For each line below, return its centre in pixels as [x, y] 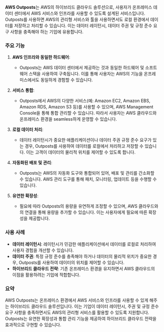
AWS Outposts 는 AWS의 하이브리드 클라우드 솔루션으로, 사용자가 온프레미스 [79, 7]
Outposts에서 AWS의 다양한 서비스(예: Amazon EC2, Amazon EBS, [85, 101]
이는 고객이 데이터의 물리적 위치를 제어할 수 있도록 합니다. [81, 152]
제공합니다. [39, 218]
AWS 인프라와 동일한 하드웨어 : [41, 57]
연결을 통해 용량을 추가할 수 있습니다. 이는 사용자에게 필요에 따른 [86, 212]
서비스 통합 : [23, 90]
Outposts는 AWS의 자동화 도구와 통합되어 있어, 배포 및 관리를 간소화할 [87, 173]
